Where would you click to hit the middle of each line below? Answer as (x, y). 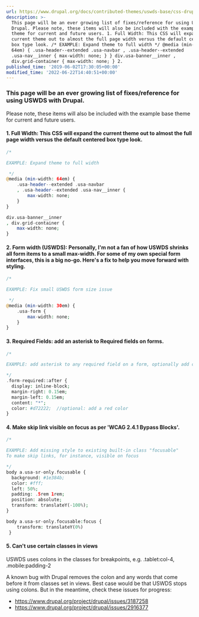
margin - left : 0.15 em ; (38, 397)
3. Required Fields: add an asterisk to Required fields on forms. (85, 341)
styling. (16, 266)
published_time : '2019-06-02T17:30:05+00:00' (63, 67)
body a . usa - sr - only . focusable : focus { (54, 521)
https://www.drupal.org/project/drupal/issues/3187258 (81, 601)
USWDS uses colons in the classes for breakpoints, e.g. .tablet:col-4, (90, 559)
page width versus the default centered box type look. (74, 139)
